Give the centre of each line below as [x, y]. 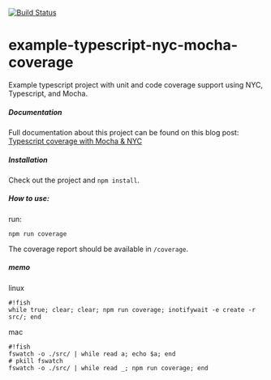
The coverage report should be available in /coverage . [99, 249]
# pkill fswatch [36, 361]
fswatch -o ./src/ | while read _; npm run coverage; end [108, 368]
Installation [28, 160]
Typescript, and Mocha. [48, 93]
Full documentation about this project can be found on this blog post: [124, 132]
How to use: [29, 199]
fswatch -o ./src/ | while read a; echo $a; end [92, 354]
